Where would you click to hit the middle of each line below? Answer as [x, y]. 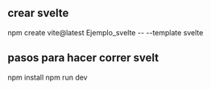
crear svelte [38, 13]
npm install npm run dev [48, 77]
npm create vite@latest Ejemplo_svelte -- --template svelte [105, 32]
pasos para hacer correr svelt [83, 58]
